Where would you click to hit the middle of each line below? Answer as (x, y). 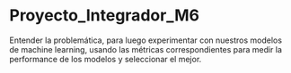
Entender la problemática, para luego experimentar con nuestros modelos (146, 40)
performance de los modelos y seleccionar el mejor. (106, 59)
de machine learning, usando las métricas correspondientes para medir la (146, 49)
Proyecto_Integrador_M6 (105, 16)
